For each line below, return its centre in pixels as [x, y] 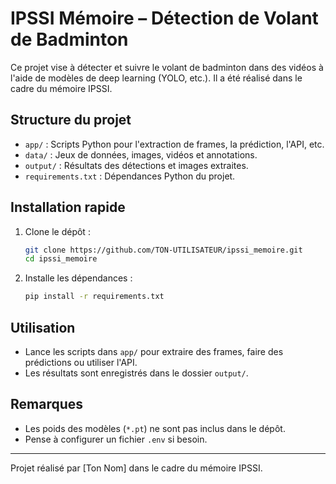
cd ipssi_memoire [61, 259]
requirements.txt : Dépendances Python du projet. [130, 176]
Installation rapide [68, 207]
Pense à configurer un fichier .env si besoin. [116, 439]
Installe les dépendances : [78, 278]
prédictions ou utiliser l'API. [81, 362]
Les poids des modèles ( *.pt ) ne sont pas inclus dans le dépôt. [155, 428]
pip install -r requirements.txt [94, 297]
